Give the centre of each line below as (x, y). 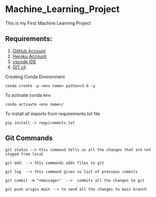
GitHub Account (29, 51)
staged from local (24, 154)
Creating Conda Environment (35, 77)
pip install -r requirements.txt (40, 123)
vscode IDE (24, 62)
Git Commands (29, 138)
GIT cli (19, 67)
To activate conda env (28, 95)
